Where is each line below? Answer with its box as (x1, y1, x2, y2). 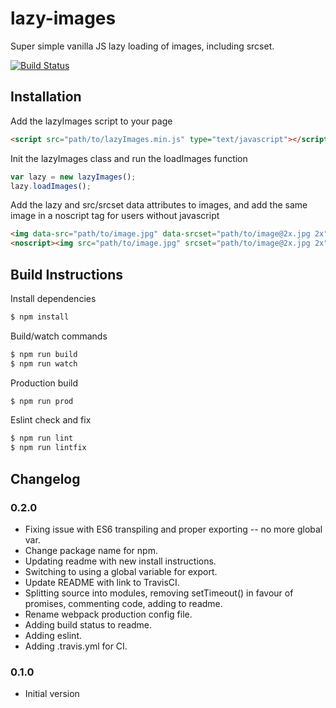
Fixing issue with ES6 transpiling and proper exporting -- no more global (24, 523, 323, 535)
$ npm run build (10, 349, 78, 359)
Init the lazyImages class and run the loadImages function (10, 152, 248, 164)
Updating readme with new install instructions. (24, 555, 217, 567)
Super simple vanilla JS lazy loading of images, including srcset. (10, 40, 275, 52)
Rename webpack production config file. (24, 608, 193, 620)
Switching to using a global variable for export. (24, 565, 218, 577)
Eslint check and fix (10, 414, 92, 426)
